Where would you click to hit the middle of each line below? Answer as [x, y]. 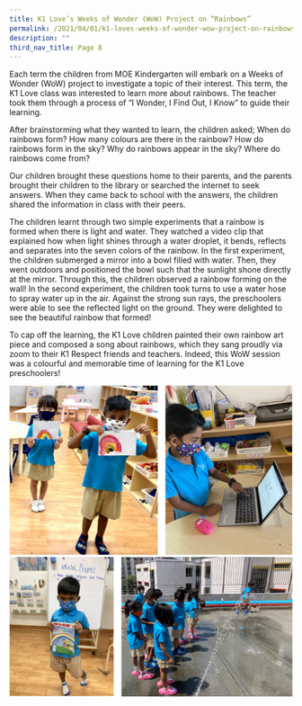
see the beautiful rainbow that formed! [80, 317]
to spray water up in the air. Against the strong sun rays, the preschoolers [145, 299]
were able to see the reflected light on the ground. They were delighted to [146, 308]
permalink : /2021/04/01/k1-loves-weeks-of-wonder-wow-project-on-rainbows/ [154, 28]
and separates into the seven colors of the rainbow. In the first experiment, [147, 251]
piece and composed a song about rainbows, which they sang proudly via [146, 344]
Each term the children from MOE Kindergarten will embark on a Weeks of [147, 74]
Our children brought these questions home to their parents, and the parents [151, 176]
